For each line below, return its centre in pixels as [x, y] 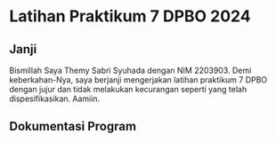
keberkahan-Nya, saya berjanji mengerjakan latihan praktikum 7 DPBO [138, 80]
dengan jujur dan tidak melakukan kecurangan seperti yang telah [128, 89]
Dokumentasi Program [73, 126]
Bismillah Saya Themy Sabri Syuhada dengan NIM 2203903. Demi [130, 70]
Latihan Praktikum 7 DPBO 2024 [130, 16]
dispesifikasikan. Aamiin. [55, 99]
